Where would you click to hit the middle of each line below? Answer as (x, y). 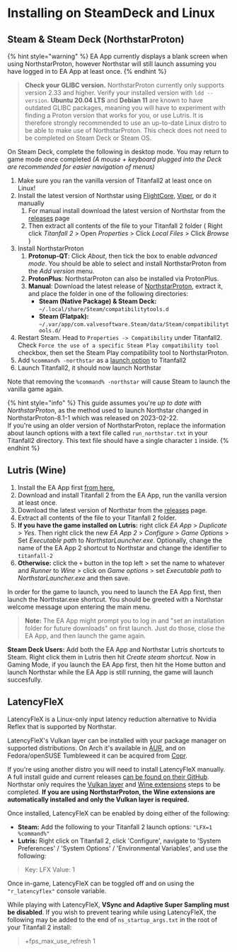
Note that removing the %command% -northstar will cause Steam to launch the (119, 382)
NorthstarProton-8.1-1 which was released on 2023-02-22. (93, 418)
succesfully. (25, 679)
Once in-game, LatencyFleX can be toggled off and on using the (101, 883)
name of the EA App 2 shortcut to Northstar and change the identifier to (122, 547)
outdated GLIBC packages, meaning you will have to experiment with (125, 108)
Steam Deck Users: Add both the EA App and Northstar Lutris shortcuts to (116, 649)
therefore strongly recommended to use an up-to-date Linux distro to (126, 123)
